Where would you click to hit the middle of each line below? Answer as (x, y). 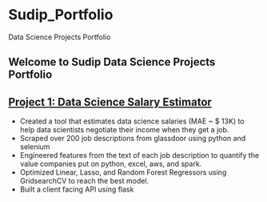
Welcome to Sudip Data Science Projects (112, 62)
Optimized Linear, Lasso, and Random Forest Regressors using (123, 172)
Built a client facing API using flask (77, 189)
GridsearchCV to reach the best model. (84, 181)
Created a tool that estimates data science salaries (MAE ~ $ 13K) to (132, 121)
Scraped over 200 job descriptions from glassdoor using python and (133, 139)
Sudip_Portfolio (61, 15)
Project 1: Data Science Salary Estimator (110, 102)
